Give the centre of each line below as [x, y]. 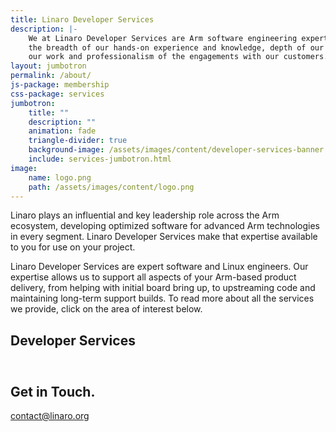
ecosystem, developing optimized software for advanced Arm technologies [165, 226]
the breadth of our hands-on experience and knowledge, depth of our [176, 47]
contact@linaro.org [50, 415]
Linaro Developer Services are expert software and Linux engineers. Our [159, 267]
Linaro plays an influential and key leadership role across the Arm [145, 215]
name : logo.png [60, 177]
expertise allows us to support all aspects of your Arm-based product [153, 277]
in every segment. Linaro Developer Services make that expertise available [164, 237]
